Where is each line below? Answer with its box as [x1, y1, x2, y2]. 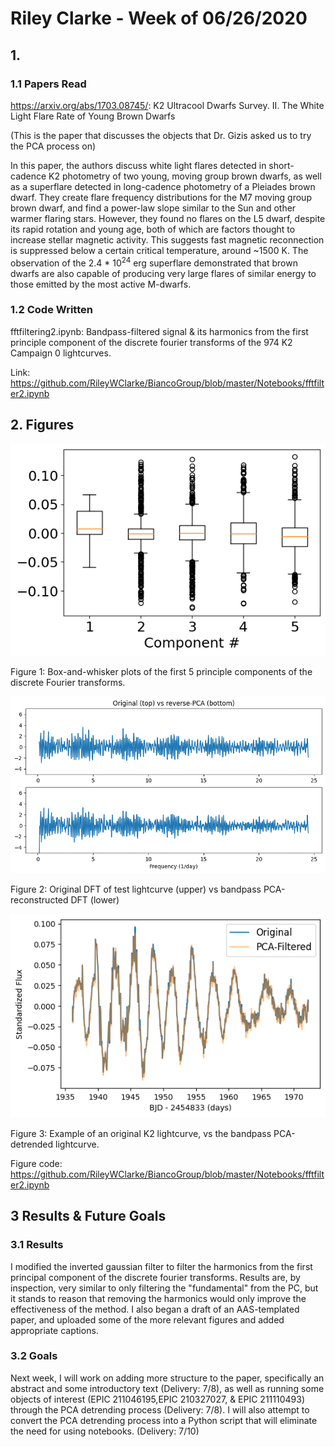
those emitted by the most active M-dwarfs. [10, 278, 192, 290]
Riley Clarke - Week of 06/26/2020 [10, 7, 308, 30]
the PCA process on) [10, 140, 97, 152]
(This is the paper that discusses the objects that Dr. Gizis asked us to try [10, 129, 312, 141]
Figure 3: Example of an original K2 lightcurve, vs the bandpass [10, 1127, 272, 1139]
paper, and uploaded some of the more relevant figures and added [10, 1313, 285, 1326]
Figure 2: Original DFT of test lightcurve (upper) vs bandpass [10, 883, 262, 896]
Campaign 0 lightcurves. [10, 347, 112, 359]
